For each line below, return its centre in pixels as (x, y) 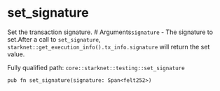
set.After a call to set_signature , (54, 39)
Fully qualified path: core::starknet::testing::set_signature (96, 67)
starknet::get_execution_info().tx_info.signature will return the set (109, 47)
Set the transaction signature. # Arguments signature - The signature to (110, 32)
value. (16, 54)
